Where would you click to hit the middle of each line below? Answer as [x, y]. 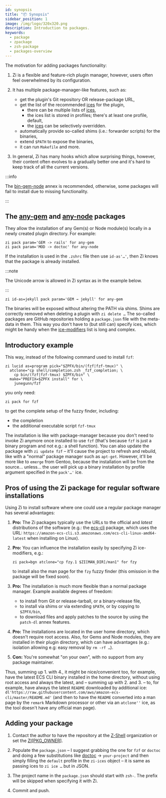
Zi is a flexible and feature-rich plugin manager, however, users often [83, 75]
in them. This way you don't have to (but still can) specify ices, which [86, 324]
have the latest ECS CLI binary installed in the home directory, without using [83, 677]
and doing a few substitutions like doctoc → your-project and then [80, 755]
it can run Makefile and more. [50, 147]
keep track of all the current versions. [51, 167]
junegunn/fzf [28, 384]
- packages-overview [31, 51]
